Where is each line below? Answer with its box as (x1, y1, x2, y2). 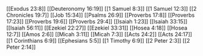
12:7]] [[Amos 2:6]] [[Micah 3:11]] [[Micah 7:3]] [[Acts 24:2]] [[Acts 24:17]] (6, 31, 193, 38)
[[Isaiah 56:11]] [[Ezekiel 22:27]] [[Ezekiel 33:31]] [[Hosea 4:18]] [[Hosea (6, 24, 188, 31)
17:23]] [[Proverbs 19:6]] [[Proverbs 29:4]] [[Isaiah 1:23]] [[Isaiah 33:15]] (6, 18, 188, 25)
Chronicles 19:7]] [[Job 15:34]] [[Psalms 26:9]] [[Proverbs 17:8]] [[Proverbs (6, 11, 195, 19)
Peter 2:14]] (6, 43, 36, 51)
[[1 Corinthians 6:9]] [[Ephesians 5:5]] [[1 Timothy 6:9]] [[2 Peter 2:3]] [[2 (6, 37, 191, 44)
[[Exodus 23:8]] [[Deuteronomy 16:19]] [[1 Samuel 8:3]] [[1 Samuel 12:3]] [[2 (6, 5, 197, 12)
